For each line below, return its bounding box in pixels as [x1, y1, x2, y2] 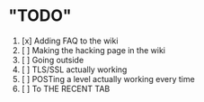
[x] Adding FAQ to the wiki [21, 35, 119, 46]
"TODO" [8, 5, 73, 26]
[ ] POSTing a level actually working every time [21, 73, 195, 84]
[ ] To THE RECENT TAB [21, 83, 111, 94]
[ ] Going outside [21, 54, 84, 65]
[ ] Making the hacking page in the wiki [21, 44, 165, 55]
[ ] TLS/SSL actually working [21, 64, 128, 75]
